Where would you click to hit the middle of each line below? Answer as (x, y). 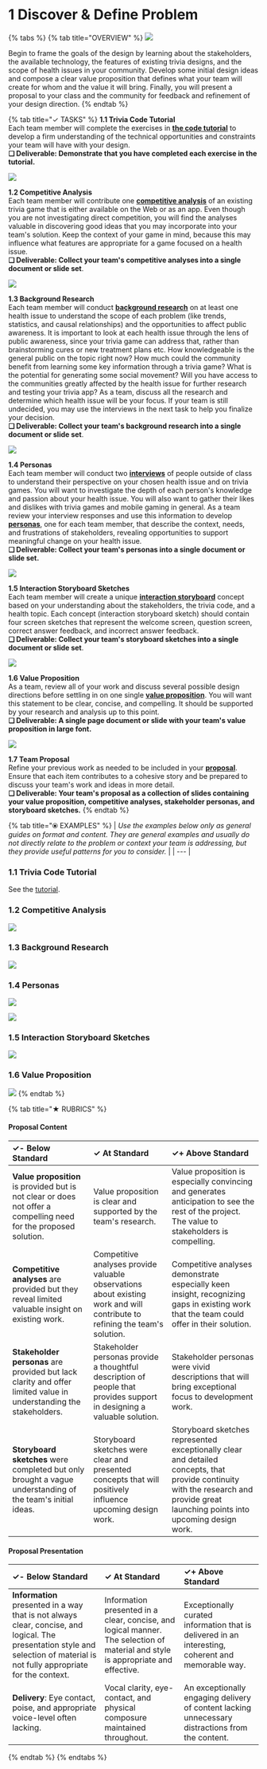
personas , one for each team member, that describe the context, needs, (126, 524)
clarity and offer (42, 1382)
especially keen (201, 1284)
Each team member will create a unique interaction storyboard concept (126, 596)
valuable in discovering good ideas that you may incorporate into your (123, 226)
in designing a (120, 1406)
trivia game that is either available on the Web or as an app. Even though (127, 209)
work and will (118, 1303)
